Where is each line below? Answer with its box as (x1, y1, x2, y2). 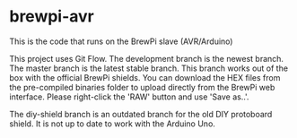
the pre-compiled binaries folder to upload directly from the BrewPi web (9, 82, 275, 92)
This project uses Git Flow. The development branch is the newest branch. (9, 53, 284, 64)
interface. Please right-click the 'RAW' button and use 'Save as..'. (9, 91, 249, 102)
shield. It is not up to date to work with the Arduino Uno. (9, 118, 215, 129)
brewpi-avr (9, 6, 94, 27)
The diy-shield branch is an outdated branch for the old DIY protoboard (9, 108, 273, 119)
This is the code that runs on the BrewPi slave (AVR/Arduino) (9, 36, 233, 47)
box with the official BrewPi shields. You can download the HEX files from (9, 72, 281, 82)
